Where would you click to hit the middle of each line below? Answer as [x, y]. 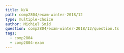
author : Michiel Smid [28, 24]
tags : [11, 33]
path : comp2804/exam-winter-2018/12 [44, 15]
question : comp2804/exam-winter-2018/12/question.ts [62, 29]
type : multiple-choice [29, 19]
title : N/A [17, 10]
